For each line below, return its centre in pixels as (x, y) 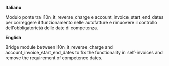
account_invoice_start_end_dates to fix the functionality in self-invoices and (84, 53)
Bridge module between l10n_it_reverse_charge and (59, 47)
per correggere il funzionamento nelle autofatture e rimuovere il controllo (81, 22)
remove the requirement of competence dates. (54, 58)
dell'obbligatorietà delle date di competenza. (52, 28)
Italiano (13, 7)
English (13, 38)
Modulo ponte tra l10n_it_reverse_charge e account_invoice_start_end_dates (85, 17)
